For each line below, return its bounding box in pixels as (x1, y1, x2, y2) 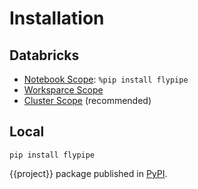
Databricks (9, 47, 80, 64)
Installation (9, 7, 105, 30)
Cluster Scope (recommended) (23, 95, 152, 106)
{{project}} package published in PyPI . (9, 167, 168, 179)
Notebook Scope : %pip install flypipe (23, 73, 189, 85)
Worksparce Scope (23, 84, 104, 96)
